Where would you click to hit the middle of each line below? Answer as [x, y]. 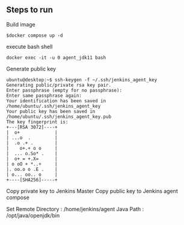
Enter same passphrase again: [44, 96]
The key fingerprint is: [37, 122]
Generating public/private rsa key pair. [59, 85]
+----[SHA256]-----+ [32, 180]
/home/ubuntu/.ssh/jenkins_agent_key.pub [59, 117]
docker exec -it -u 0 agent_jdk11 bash [56, 57]
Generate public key [31, 69]
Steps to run [29, 10]
